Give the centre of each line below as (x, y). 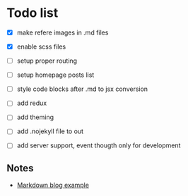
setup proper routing (47, 61)
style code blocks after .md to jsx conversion (82, 89)
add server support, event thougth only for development (99, 145)
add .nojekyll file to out (50, 131)
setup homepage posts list (55, 75)
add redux (32, 103)
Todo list (33, 13)
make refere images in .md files (63, 32)
